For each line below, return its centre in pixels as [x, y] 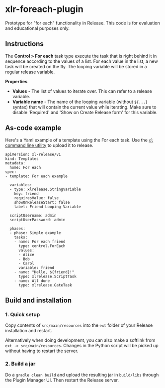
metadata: [15, 163]
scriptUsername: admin [33, 215]
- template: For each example [37, 176]
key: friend [26, 194]
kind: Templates [22, 159]
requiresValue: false [36, 198]
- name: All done [32, 281]
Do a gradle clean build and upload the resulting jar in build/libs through [82, 375]
